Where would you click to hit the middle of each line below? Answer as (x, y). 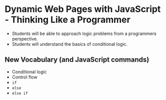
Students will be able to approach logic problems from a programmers (84, 33)
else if (20, 93)
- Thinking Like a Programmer (67, 20)
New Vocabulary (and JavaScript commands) (77, 60)
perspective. (25, 39)
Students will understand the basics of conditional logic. (70, 44)
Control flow (25, 77)
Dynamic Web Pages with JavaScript (83, 9)
